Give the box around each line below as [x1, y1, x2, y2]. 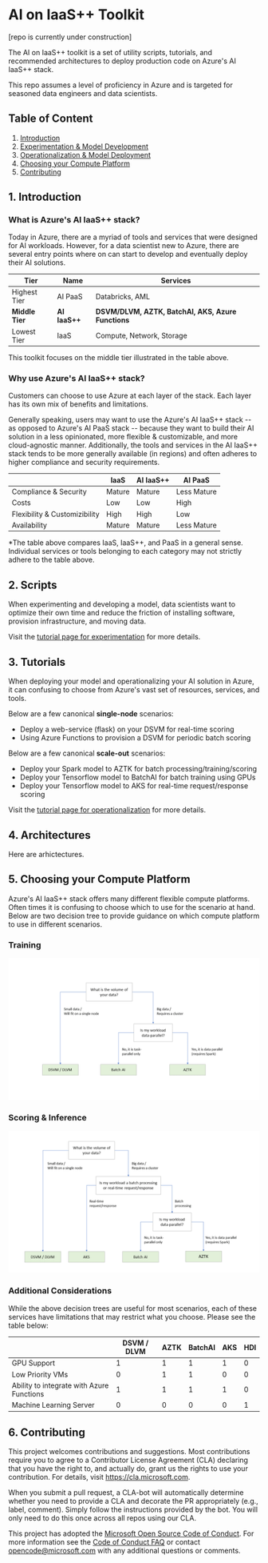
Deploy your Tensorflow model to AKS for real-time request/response [19, 781, 249, 791]
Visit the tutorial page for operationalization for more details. [8, 805, 206, 815]
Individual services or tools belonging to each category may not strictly [8, 547, 242, 556]
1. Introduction [8, 190, 81, 204]
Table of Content [8, 112, 93, 126]
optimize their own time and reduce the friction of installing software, [8, 608, 235, 618]
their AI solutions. [8, 258, 66, 267]
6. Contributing [8, 1426, 85, 1440]
